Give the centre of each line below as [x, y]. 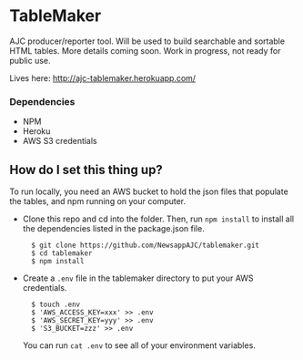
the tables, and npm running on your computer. [98, 201]
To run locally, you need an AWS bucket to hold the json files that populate [149, 191]
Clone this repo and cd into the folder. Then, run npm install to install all [158, 219]
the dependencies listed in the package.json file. [113, 229]
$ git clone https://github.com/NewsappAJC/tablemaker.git [146, 246]
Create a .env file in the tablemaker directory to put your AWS [138, 278]
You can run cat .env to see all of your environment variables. [139, 345]
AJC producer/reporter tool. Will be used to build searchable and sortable [147, 41]
